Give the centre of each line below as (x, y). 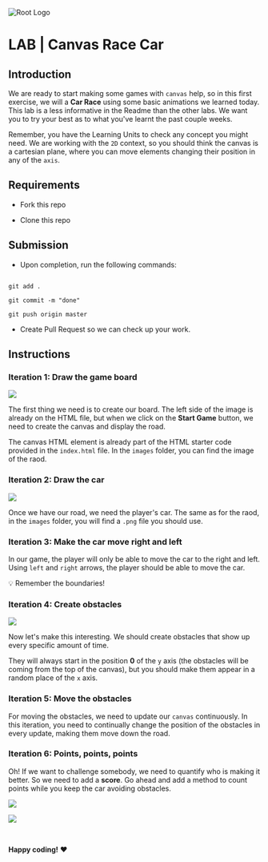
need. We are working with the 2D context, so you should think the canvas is (133, 143)
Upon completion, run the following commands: (98, 264)
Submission (39, 246)
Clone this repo (45, 220)
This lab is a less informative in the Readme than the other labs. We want (128, 111)
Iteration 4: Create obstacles (65, 604)
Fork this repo (43, 204)
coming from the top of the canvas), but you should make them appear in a (132, 670)
